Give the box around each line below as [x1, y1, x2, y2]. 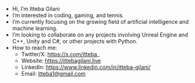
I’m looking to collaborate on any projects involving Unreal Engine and [12, 31, 188, 38]
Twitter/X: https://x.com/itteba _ [21, 51, 100, 57]
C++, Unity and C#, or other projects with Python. [12, 38, 138, 45]
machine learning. [12, 24, 58, 32]
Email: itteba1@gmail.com [21, 70, 86, 77]
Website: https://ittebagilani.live [21, 57, 101, 64]
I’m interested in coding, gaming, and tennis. [12, 12, 124, 19]
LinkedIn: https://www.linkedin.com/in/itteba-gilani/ [21, 63, 151, 71]
